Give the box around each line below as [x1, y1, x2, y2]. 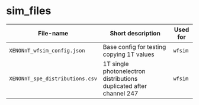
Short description [110, 29, 161, 37]
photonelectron [102, 67, 146, 75]
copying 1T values [102, 50, 155, 58]
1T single [102, 60, 129, 68]
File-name [38, 29, 69, 37]
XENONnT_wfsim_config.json [9, 47, 85, 54]
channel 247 [102, 89, 139, 97]
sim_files [6, 4, 52, 18]
